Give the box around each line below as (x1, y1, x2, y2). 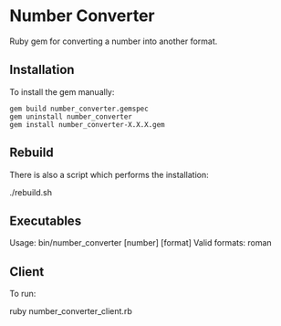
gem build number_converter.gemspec (9, 104, 149, 113)
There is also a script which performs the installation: (9, 169, 210, 180)
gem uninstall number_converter (9, 111, 132, 121)
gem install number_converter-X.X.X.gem (9, 120, 166, 129)
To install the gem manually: (9, 86, 115, 97)
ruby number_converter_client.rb (9, 306, 132, 317)
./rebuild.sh (9, 186, 53, 197)
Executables (9, 213, 82, 228)
